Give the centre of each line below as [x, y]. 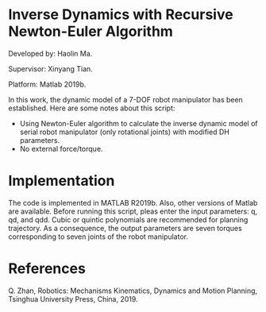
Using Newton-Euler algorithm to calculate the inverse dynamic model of [139, 123]
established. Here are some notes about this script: [92, 108]
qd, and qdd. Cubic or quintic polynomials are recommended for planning [128, 219]
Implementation [62, 181]
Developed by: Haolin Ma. [50, 53]
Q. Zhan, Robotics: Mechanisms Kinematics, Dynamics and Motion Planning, [133, 291]
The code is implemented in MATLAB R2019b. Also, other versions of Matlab [133, 202]
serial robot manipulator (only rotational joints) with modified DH [125, 132]
